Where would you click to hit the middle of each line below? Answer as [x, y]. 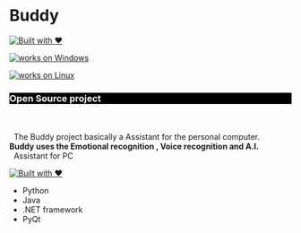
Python [35, 191]
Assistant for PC [43, 156]
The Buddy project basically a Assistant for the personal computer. [137, 137]
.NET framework [52, 210]
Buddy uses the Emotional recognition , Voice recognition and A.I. [134, 147]
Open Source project [55, 98]
